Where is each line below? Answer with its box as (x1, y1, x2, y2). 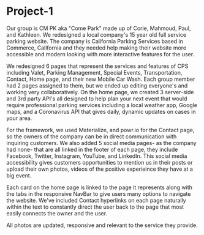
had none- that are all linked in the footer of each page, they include (6, 146, 178, 153)
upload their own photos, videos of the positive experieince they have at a (6, 165, 193, 173)
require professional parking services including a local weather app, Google (6, 101, 198, 108)
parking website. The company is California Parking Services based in (6, 37, 184, 45)
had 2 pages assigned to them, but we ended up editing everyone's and (6, 81, 188, 89)
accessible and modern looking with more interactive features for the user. (6, 50, 195, 58)
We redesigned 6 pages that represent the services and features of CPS (6, 62, 189, 70)
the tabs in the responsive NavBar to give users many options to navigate (6, 190, 191, 197)
